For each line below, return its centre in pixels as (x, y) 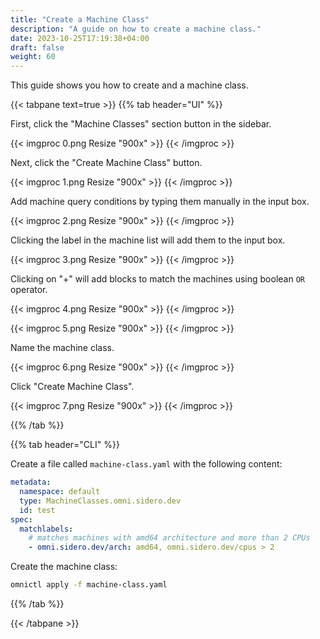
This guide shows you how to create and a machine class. (129, 85)
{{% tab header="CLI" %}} (65, 445)
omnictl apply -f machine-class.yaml (89, 585)
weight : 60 (33, 57)
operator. (29, 290)
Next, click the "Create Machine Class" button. (106, 163)
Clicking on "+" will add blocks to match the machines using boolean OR (157, 279)
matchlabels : (46, 529)
